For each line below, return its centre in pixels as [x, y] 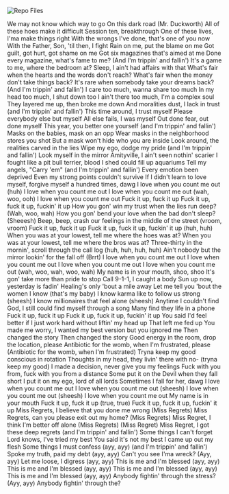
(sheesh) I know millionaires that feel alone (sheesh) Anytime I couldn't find [113, 301]
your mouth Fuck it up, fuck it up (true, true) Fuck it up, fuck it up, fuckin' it [112, 403]
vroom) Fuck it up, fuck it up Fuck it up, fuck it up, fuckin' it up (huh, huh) [110, 228]
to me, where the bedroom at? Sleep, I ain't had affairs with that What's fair [113, 68]
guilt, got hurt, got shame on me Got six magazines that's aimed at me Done [114, 53]
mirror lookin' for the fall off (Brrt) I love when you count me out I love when [113, 257]
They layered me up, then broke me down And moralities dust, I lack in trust [113, 104]
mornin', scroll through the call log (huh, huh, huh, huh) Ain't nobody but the [114, 250]
